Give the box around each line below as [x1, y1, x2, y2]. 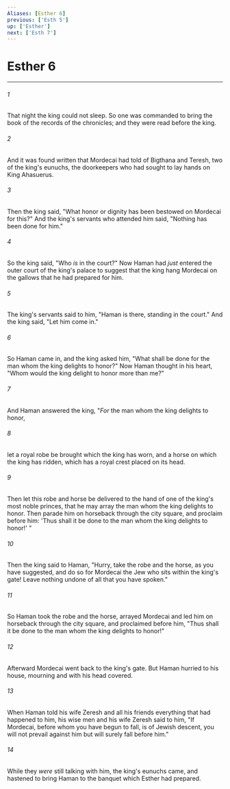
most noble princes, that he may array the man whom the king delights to [7, 502, 214, 510]
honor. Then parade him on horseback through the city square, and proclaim [7, 509, 223, 518]
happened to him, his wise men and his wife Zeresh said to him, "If [7, 715, 195, 724]
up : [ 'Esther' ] [7, 23, 51, 30]
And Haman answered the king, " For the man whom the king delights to [7, 406, 209, 414]
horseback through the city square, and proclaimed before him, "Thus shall [7, 620, 219, 628]
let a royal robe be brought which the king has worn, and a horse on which [7, 450, 217, 458]
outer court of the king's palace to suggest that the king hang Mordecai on [7, 266, 218, 274]
